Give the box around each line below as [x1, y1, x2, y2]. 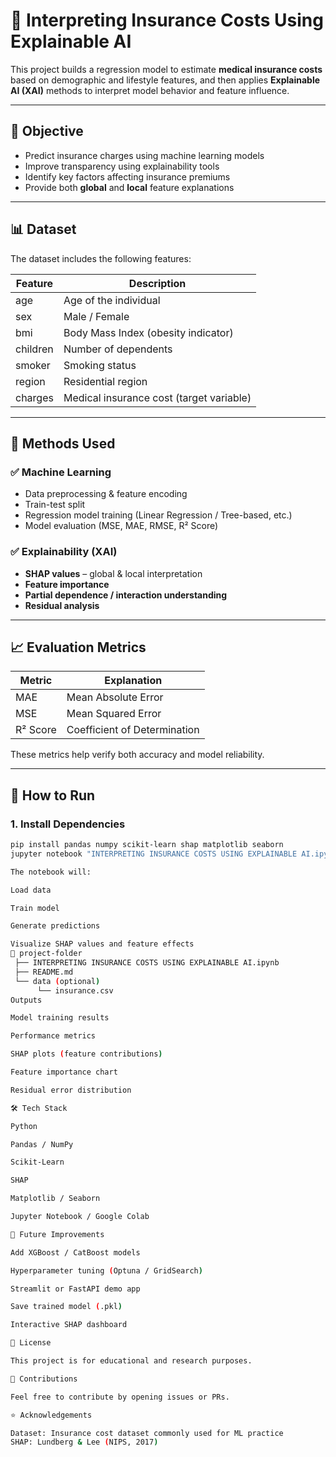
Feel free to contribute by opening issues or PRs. [10, 1392, 230, 1402]
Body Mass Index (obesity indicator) [63, 325, 234, 339]
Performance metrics [10, 1031, 97, 1041]
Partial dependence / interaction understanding [24, 589, 228, 601]
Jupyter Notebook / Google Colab [10, 1212, 150, 1222]
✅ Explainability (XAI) [10, 545, 118, 559]
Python [10, 1121, 38, 1131]
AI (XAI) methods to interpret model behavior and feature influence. [10, 84, 290, 96]
